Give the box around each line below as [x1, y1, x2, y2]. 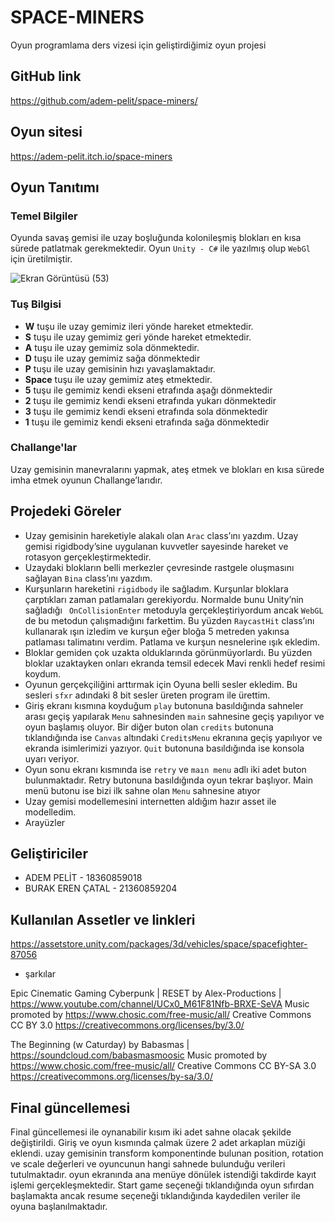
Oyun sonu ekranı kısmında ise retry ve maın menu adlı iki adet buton [24, 763, 307, 775]
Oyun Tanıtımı [10, 179, 100, 196]
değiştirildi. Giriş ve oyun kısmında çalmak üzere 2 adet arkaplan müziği [10, 1137, 306, 1149]
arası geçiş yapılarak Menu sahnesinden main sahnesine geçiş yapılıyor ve [24, 710, 325, 722]
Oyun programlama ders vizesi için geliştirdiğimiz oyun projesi [10, 39, 267, 51]
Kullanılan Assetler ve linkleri [10, 911, 196, 928]
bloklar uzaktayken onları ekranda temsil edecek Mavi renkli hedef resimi [24, 657, 326, 669]
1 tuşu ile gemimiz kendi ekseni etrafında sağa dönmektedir [24, 416, 270, 428]
